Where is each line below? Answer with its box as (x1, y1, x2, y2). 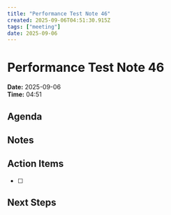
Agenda (7, 110, 43, 122)
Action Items (7, 158, 64, 170)
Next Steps (7, 197, 57, 209)
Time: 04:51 (7, 90, 42, 98)
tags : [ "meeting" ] (7, 23, 61, 30)
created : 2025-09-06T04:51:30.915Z (7, 17, 111, 24)
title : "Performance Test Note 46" (7, 10, 111, 17)
